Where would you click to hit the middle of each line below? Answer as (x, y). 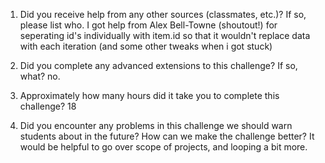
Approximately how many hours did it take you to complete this (149, 95)
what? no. (40, 76)
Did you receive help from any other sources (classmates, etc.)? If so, (163, 14)
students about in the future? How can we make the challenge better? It (167, 136)
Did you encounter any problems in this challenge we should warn (156, 125)
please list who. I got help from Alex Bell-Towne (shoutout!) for (148, 25)
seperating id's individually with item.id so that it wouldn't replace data (165, 35)
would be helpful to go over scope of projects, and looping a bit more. (163, 147)
